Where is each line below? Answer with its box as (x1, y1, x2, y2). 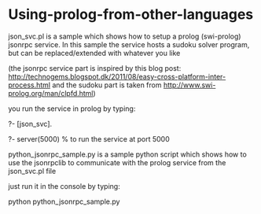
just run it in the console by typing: (8, 181, 120, 190)
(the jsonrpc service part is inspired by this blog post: (8, 63, 182, 72)
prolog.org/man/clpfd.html (8, 88, 94, 98)
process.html (8, 80, 51, 90)
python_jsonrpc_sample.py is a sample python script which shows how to (8, 149, 248, 159)
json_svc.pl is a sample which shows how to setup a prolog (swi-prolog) (8, 31, 241, 41)
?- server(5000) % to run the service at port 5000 (8, 134, 171, 143)
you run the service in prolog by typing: (8, 104, 136, 113)
